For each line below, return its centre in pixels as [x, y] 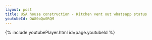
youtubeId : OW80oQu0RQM [30, 19]
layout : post [19, 10]
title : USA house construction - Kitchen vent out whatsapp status [76, 14]
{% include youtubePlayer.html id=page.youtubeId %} [60, 33]
